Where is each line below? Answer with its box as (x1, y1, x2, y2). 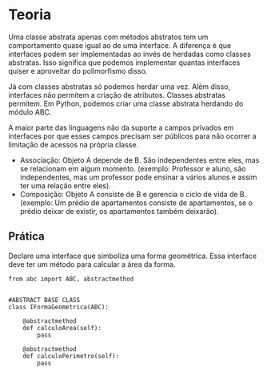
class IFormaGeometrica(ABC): (8, 303, 110, 311)
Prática (8, 230, 46, 244)
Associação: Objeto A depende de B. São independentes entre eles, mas (19, 155, 260, 165)
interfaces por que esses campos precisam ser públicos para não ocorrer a (8, 131, 257, 141)
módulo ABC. (8, 107, 52, 117)
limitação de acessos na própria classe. (8, 139, 138, 149)
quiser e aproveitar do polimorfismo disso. (8, 66, 148, 75)
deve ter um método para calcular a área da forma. (8, 259, 176, 269)
